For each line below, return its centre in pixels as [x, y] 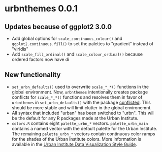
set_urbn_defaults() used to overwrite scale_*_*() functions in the [80, 87]
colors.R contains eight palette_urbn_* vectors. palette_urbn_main [80, 123]
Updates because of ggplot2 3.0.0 [58, 27]
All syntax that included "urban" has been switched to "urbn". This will [83, 113]
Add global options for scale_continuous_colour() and [67, 38]
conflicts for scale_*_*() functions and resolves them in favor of [77, 97]
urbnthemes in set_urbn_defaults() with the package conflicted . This [81, 102]
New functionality [33, 75]
